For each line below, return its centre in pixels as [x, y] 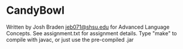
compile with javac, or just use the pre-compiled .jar [70, 39]
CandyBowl [35, 10]
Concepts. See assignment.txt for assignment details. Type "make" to [91, 33]
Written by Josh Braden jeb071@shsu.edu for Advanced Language [88, 27]
